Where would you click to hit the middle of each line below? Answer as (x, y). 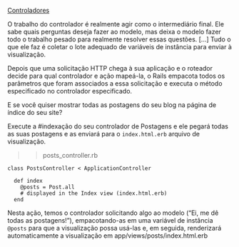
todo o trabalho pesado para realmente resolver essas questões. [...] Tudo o (119, 39)
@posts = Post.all (47, 187)
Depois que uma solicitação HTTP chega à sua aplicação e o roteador (110, 68)
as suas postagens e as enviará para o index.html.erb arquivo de (103, 134)
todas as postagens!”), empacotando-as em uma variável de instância (110, 220)
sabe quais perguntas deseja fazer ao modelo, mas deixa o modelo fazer (114, 32)
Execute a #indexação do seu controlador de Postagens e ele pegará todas (118, 126)
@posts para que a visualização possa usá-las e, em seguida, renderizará (115, 228)
